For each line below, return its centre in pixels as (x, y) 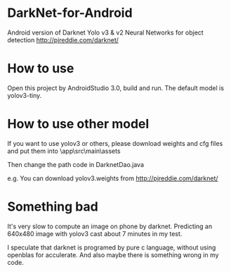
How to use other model (78, 124)
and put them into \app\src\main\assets (64, 151)
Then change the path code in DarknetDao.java (76, 164)
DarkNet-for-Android (70, 13)
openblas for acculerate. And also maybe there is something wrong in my (113, 254)
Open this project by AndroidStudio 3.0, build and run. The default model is (116, 88)
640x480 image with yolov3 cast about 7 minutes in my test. (95, 233)
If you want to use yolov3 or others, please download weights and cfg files (115, 143)
